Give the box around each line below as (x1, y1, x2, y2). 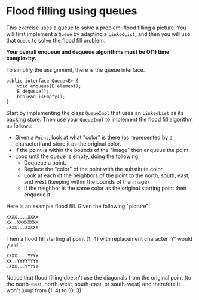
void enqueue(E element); (17, 83, 82, 89)
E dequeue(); (17, 88, 50, 94)
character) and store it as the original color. (14, 140, 121, 147)
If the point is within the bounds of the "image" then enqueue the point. (14, 146, 190, 153)
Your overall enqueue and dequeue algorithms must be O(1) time (6, 48, 170, 55)
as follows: (6, 122, 33, 129)
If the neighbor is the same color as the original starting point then (23, 184, 187, 192)
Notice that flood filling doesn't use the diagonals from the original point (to (6, 274, 192, 281)
